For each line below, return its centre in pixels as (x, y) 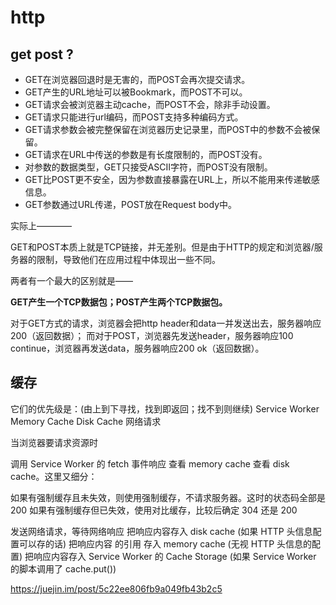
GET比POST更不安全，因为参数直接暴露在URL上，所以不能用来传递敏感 (172, 179)
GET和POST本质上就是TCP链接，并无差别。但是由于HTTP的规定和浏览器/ (162, 247)
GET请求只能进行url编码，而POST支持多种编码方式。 (134, 117)
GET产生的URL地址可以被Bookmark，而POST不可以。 (136, 92)
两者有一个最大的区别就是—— (71, 280)
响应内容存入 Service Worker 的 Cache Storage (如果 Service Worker (175, 556)
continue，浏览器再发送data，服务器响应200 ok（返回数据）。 (137, 348)
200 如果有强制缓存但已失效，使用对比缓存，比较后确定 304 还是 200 (154, 510)
